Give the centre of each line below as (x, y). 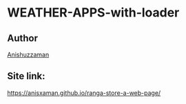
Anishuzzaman (28, 54)
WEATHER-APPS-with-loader (93, 13)
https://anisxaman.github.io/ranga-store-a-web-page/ (84, 93)
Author (22, 38)
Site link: (27, 76)
